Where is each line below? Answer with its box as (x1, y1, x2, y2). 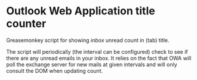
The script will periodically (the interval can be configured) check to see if (6, 48, 188, 55)
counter (6, 17, 47, 30)
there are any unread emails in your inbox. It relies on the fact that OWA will (6, 54, 192, 61)
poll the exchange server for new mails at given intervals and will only (6, 61, 177, 68)
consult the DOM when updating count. (6, 67, 103, 74)
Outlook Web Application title (6, 4, 155, 18)
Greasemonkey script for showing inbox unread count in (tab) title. (6, 36, 170, 44)
